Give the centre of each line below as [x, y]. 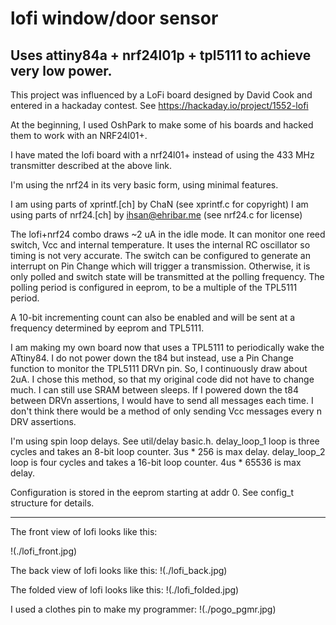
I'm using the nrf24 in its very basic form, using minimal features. [144, 185]
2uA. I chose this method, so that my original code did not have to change [162, 379]
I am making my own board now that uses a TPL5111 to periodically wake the [167, 347]
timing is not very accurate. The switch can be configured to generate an [160, 255]
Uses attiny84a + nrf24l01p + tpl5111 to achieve [161, 55]
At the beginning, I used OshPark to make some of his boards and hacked [162, 125]
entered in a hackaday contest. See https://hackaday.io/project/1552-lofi [159, 105]
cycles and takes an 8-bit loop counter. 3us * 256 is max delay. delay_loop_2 [168, 451]
